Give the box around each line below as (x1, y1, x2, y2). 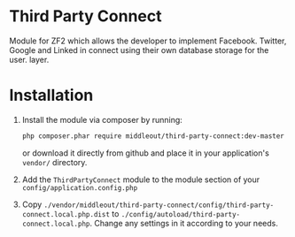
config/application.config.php (21, 183, 138, 192)
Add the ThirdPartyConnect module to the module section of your (21, 174, 260, 185)
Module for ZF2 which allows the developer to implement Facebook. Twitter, (9, 35, 287, 46)
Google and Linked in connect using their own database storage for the (9, 44, 269, 55)
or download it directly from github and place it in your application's (21, 148, 270, 158)
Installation (9, 86, 94, 105)
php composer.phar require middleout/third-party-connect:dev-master (21, 131, 285, 141)
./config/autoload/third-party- (120, 210, 241, 218)
